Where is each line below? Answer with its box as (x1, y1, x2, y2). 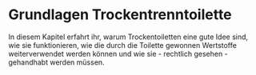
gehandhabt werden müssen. (8, 57, 106, 67)
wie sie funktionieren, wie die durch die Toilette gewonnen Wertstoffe (8, 40, 238, 49)
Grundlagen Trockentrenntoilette (8, 6, 232, 24)
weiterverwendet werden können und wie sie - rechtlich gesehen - (8, 49, 228, 58)
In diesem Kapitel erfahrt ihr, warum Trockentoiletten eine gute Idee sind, (8, 32, 249, 41)
